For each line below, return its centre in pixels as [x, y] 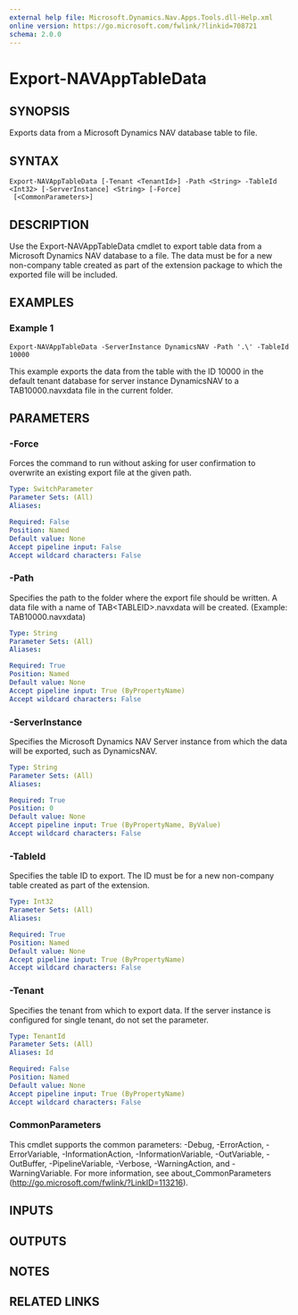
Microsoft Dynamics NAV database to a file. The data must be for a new [141, 255]
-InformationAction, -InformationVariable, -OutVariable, [163, 1154]
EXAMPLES [41, 303]
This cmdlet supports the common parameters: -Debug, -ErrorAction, [137, 1144]
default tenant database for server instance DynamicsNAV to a [124, 380]
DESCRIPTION [49, 225]
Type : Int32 [31, 902]
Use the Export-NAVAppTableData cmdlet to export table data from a [136, 246]
